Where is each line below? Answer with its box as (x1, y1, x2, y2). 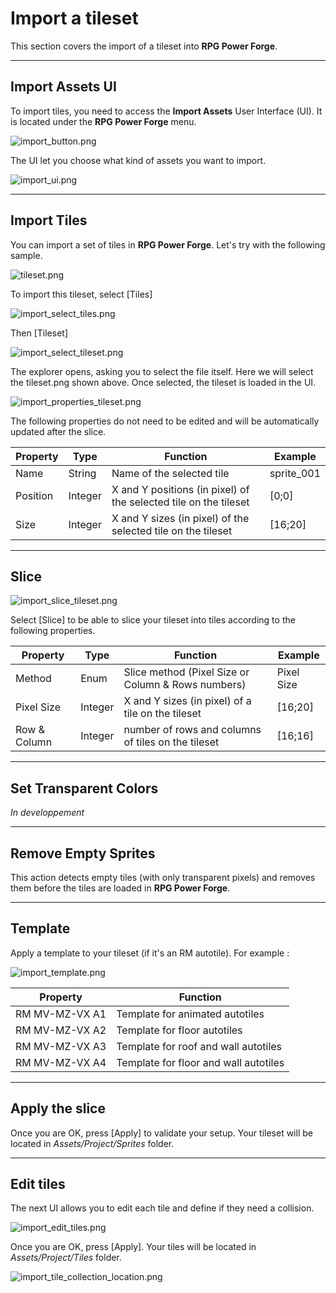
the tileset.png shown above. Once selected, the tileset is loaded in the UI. (10, 376, 317, 388)
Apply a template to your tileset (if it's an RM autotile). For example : (10, 947, 290, 959)
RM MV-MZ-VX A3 (15, 1039, 107, 1053)
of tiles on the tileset (123, 735, 220, 749)
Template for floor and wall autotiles (116, 1055, 285, 1069)
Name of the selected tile (111, 466, 230, 480)
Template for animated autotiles (116, 1007, 265, 1021)
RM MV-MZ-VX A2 (15, 1023, 107, 1037)
